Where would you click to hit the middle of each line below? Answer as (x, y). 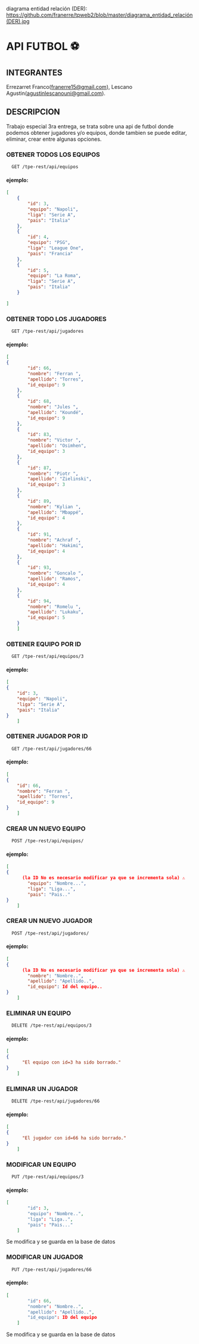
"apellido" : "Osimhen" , (57, 446)
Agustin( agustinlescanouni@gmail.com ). (56, 93)
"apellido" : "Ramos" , (55, 579)
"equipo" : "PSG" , (49, 243)
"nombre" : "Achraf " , (55, 540)
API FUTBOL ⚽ (43, 47)
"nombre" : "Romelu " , (55, 607)
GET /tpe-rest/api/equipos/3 (48, 656)
